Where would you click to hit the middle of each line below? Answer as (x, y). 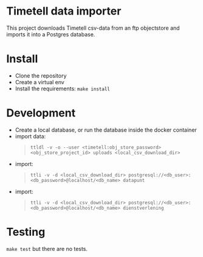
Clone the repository (41, 75)
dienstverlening (143, 208)
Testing (26, 232)
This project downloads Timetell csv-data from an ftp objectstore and (93, 28)
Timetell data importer (64, 11)
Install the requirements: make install (63, 88)
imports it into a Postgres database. (51, 34)
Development (41, 113)
